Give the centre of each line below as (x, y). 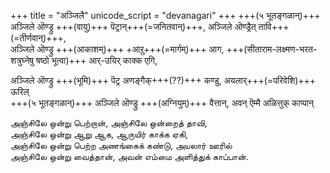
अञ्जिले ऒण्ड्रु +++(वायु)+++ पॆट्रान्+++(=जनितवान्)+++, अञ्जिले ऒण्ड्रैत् (133, 26)
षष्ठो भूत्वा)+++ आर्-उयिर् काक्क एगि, (97, 60)
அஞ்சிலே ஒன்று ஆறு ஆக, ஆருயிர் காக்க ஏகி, (99, 134)
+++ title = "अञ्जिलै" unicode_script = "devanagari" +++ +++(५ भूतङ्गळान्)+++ (165, 15)
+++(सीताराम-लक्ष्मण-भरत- (272, 49)
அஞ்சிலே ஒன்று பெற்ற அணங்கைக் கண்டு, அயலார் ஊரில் (121, 145)
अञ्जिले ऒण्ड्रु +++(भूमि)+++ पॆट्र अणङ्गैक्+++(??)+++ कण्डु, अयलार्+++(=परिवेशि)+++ (163, 80)
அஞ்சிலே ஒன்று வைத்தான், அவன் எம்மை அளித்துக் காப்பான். (129, 156)
